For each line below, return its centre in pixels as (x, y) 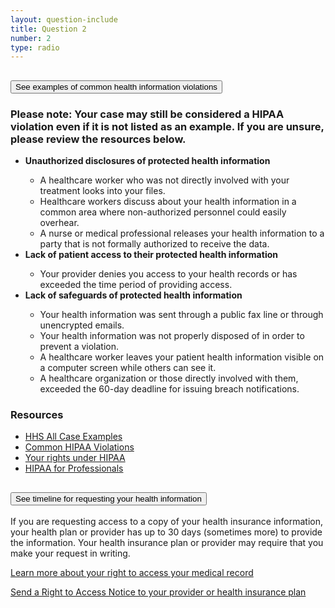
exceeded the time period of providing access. (136, 284)
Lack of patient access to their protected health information (151, 254)
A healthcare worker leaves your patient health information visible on (182, 357)
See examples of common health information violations (116, 86)
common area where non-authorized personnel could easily (163, 212)
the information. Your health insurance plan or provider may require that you (167, 543)
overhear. (59, 222)
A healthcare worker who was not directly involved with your (164, 180)
